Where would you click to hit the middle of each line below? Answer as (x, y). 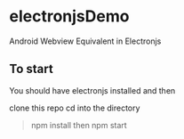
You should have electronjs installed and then (92, 90)
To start (31, 69)
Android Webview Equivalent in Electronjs (85, 41)
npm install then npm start (79, 125)
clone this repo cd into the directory (75, 108)
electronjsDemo (69, 16)
